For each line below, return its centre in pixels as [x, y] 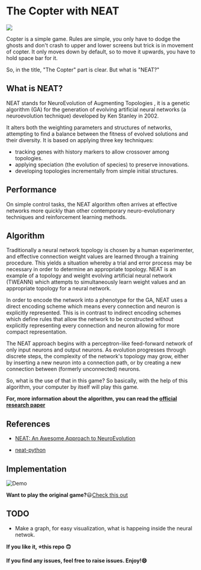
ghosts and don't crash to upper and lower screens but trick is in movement [100, 45]
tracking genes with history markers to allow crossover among [92, 152]
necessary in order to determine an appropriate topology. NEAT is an [91, 269]
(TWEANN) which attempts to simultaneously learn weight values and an [96, 282]
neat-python [30, 450]
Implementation [37, 469]
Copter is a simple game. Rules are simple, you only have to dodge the [93, 39]
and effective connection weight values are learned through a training [92, 257]
